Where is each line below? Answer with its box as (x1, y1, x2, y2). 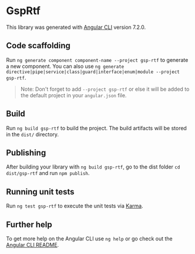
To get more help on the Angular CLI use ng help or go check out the (6, 235, 173, 242)
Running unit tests (6, 187, 75, 197)
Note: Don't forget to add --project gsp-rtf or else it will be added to (20, 85, 190, 93)
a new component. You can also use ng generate (6, 62, 125, 70)
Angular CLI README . (6, 242, 59, 248)
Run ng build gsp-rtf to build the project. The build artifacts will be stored (6, 124, 187, 131)
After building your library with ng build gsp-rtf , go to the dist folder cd (6, 163, 180, 170)
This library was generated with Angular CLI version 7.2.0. (6, 24, 146, 31)
